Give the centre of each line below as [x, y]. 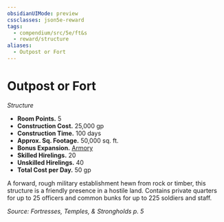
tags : [15, 26]
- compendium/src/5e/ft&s [51, 33]
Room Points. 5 [39, 119]
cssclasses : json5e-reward [46, 20]
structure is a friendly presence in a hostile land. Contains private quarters [112, 190]
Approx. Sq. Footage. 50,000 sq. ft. [68, 140]
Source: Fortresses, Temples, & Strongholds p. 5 [76, 211]
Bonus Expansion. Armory [55, 148]
